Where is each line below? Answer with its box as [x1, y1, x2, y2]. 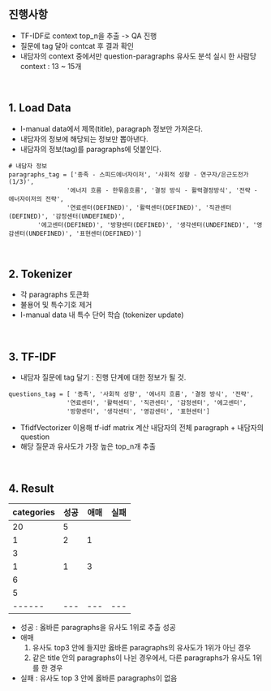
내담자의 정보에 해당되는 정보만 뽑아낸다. [19, 133, 148, 144]
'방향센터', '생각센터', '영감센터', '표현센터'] [66, 407, 210, 416]
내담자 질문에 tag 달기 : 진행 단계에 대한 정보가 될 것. [19, 372, 187, 382]
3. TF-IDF [8, 350, 57, 363]
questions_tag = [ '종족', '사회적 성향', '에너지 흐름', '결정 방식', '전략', [8, 390, 254, 398]
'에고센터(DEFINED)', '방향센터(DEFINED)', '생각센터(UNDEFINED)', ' [37, 220, 257, 229]
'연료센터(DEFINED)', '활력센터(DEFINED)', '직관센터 [66, 203, 232, 211]
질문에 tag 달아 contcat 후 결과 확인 [19, 41, 135, 50]
